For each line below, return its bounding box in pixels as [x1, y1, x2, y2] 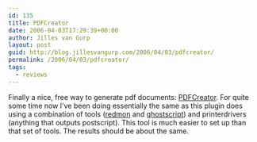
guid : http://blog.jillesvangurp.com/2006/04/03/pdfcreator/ [8, 48, 215, 56]
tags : [8, 63, 26, 71]
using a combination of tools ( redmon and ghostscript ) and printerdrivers [8, 109, 247, 119]
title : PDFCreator [8, 19, 69, 27]
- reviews [15, 71, 48, 79]
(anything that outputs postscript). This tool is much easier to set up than [8, 117, 247, 127]
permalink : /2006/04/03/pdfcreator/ [8, 56, 129, 64]
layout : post [8, 41, 52, 49]
